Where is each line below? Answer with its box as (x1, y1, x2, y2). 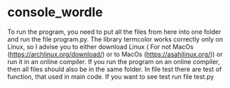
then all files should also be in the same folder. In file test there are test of (7, 65, 222, 73)
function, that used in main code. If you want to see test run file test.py (7, 72, 214, 81)
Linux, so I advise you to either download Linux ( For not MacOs (7, 42, 194, 51)
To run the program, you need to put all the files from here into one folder (7, 27, 221, 36)
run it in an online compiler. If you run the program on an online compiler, (7, 57, 220, 65)
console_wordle (7, 4, 103, 20)
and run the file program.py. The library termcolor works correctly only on (7, 34, 224, 43)
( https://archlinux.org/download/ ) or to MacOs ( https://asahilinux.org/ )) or (7, 50, 224, 58)
